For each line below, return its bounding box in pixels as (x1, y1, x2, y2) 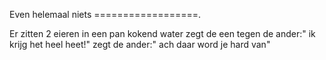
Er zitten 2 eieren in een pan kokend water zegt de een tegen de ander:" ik (9, 28, 316, 39)
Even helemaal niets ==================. (9, 9, 202, 20)
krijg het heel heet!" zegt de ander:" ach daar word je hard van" (9, 39, 271, 50)
